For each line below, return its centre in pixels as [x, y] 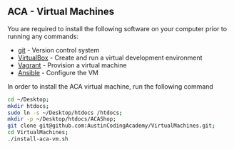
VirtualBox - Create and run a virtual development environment [110, 57]
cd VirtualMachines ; [38, 133]
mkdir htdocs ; [29, 106]
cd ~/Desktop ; [29, 99]
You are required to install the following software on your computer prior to [117, 28]
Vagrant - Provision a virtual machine [72, 65]
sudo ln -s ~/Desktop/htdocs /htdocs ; [65, 113]
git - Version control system [58, 50]
